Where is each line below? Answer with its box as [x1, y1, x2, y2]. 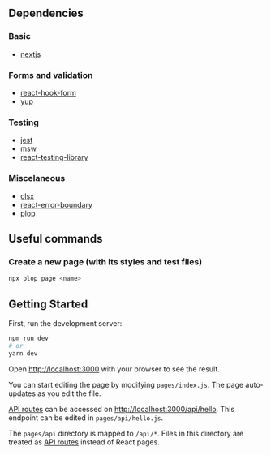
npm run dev [8, 334, 49, 342]
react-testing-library [19, 152, 88, 162]
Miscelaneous [8, 173, 66, 184]
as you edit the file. [37, 388, 101, 398]
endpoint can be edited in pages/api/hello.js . [8, 413, 164, 423]
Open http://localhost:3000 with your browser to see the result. [8, 364, 221, 374]
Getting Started [8, 297, 88, 311]
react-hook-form [19, 88, 77, 97]
